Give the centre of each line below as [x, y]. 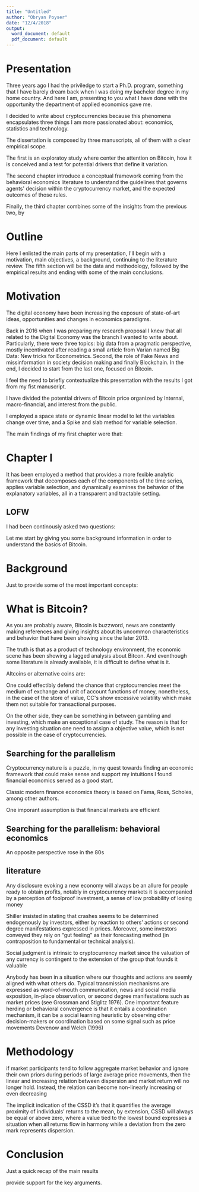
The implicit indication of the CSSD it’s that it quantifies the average [89, 1105]
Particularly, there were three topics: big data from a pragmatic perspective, [99, 343]
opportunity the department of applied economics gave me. [79, 104]
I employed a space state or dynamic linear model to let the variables [91, 416]
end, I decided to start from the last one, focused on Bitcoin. [80, 368]
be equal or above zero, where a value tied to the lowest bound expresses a [99, 1118]
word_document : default [41, 34]
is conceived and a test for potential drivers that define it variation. [88, 164]
